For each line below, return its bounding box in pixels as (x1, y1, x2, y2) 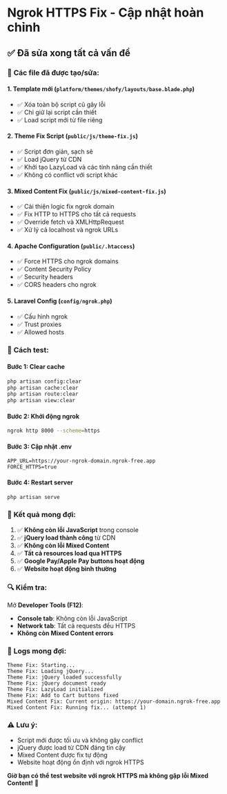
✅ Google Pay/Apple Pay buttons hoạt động (17, 556, 145, 565)
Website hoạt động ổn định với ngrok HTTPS (17, 758, 145, 766)
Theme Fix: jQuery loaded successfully (7, 674, 122, 681)
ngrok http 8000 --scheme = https (7, 427, 100, 435)
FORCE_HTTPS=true (7, 464, 57, 471)
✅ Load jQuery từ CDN (17, 155, 82, 163)
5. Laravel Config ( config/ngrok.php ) (7, 296, 112, 305)
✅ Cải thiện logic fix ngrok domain (17, 202, 115, 211)
